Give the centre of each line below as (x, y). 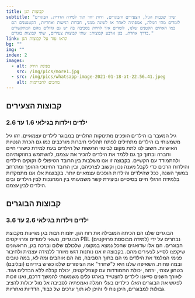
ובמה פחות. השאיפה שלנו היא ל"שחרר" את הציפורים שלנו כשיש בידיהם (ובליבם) (94, 264)
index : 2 (17, 55)
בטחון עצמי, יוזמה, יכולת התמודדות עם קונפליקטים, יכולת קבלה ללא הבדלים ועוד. (95, 270)
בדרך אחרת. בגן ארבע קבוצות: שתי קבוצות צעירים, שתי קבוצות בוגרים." (83, 33)
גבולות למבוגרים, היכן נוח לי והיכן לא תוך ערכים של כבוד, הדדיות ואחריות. (86, 289)
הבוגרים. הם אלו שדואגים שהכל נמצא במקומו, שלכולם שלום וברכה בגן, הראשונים (94, 245)
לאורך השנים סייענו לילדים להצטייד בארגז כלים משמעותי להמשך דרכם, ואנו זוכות (94, 276)
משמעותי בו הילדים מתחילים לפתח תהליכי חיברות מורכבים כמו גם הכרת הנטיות (93, 142)
